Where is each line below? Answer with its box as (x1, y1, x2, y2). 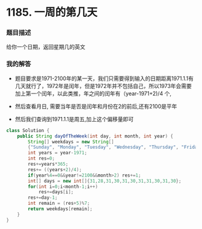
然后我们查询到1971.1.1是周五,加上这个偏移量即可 (14, 115, 134, 122)
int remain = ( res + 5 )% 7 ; (28, 200, 90, 207)
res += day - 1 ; (28, 195, 58, 201)
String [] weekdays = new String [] (28, 139, 114, 145)
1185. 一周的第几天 (6, 5, 98, 19)
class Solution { (6, 127, 50, 133)
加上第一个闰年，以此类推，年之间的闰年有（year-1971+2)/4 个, (14, 90, 171, 97)
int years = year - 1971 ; (28, 150, 87, 156)
